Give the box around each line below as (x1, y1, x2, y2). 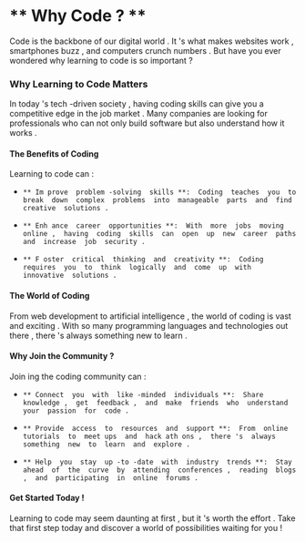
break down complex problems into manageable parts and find (22, 196, 293, 205)
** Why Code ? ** (9, 5, 147, 26)
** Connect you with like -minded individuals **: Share (22, 390, 264, 399)
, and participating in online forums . (22, 473, 198, 483)
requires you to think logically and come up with (22, 263, 252, 272)
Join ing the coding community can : (9, 371, 147, 382)
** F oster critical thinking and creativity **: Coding (22, 255, 264, 264)
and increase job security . (22, 238, 146, 247)
